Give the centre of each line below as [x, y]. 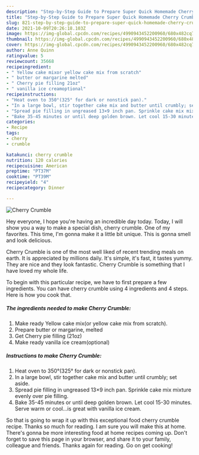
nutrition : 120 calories [37, 160]
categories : [21, 122]
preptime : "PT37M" [29, 171]
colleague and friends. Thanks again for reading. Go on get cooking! [89, 445]
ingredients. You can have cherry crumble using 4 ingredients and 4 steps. [97, 288]
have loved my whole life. [37, 271]
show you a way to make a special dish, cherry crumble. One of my [88, 227]
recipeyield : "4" [28, 182]
